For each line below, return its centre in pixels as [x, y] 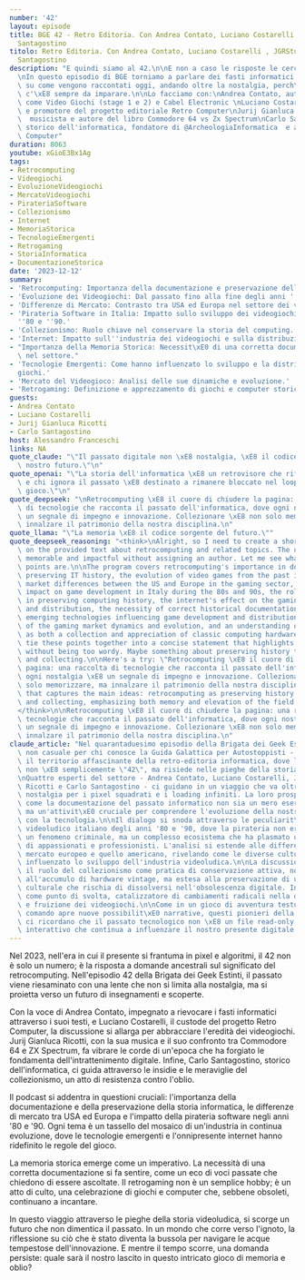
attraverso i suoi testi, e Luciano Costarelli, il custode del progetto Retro [143, 1022]
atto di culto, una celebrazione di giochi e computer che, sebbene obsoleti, [149, 1192]
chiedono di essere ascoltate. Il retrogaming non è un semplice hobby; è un [151, 1183]
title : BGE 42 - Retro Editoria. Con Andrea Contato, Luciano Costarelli [152, 35]
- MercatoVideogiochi [50, 195]
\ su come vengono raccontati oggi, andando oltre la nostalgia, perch [156, 85]
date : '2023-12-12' [46, 272]
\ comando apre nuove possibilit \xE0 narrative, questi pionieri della [156, 913]
